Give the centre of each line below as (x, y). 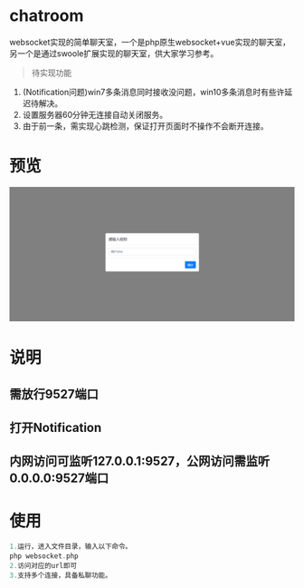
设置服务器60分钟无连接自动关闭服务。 (95, 114)
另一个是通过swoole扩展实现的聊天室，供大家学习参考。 (114, 53)
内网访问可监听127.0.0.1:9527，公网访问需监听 (140, 461)
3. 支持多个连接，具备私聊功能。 (61, 576)
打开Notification (56, 428)
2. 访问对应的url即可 (43, 566)
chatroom (47, 16)
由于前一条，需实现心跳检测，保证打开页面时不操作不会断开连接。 (145, 126)
